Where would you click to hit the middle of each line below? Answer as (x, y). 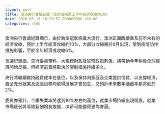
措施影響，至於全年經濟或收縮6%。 (41, 50)
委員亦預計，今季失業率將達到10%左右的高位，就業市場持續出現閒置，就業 (81, 100)
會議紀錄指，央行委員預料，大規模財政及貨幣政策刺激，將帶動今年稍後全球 (80, 61)
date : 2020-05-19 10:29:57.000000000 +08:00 (51, 19)
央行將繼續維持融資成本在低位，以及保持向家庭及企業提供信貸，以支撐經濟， (82, 77)
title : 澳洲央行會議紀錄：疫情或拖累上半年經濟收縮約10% (56, 14)
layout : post (18, 10)
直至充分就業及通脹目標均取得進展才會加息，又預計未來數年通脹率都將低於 (80, 84)
